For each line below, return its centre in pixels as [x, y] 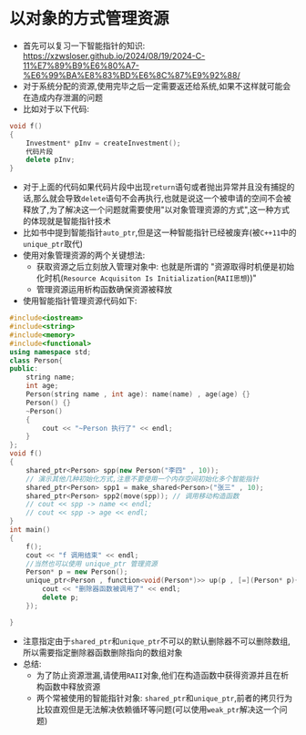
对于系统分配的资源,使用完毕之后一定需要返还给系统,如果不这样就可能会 [157, 86]
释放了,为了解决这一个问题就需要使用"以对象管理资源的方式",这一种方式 [156, 209]
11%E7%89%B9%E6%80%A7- [81, 66]
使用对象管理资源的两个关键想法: [84, 255]
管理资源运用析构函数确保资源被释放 [104, 290]
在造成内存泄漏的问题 [62, 97]
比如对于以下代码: [56, 108]
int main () [30, 530]
